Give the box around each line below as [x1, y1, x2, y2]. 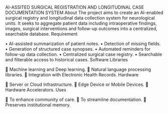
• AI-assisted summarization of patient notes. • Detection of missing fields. [5, 41, 161, 47]
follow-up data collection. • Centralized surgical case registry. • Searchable [5, 51, 162, 57]
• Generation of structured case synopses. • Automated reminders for [5, 46, 151, 52]
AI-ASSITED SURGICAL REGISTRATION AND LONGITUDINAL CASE [5, 5, 144, 10]
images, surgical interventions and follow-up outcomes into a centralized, [5, 26, 157, 32]
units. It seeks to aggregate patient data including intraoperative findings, [5, 20, 157, 26]
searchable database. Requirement [5, 31, 78, 37]
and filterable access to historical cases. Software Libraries [5, 57, 128, 62]
